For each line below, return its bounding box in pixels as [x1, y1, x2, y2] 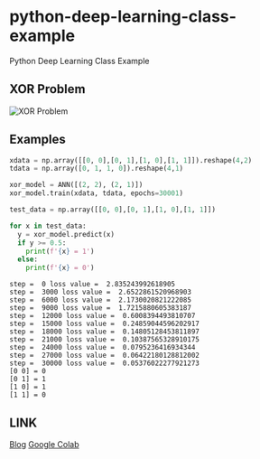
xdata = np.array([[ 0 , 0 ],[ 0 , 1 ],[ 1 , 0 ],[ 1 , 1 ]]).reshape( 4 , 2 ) [9, 155, 253, 164]
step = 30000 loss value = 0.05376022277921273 [9, 359, 200, 368]
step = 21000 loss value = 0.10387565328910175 [9, 335, 200, 344]
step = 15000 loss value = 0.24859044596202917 [9, 319, 200, 329]
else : [17, 255, 39, 264]
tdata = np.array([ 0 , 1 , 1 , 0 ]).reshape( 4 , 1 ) [9, 164, 183, 173]
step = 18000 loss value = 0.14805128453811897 [9, 327, 200, 336]
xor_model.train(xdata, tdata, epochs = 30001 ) [9, 189, 183, 198]
